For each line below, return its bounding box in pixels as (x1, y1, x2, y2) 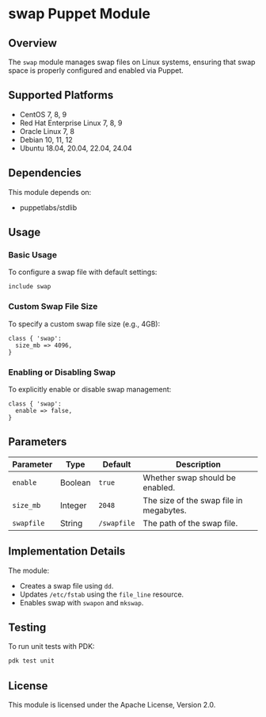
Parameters (8, 435, 67, 448)
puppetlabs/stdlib (19, 203, 78, 212)
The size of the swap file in (142, 494, 243, 505)
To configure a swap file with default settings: (8, 267, 158, 277)
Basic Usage (8, 249, 58, 260)
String (59, 517, 83, 528)
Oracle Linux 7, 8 (19, 126, 75, 135)
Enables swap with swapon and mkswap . (19, 597, 144, 607)
